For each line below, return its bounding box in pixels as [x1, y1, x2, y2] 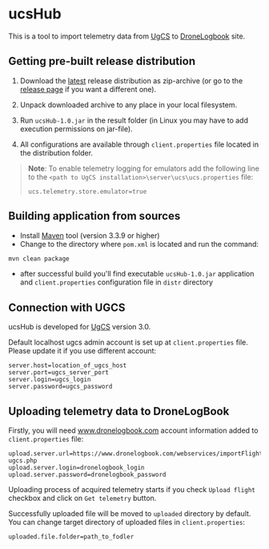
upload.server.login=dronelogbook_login [8, 464, 146, 472]
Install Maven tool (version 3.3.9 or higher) [19, 230, 160, 240]
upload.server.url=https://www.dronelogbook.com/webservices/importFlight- [8, 450, 267, 458]
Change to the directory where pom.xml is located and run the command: [19, 239, 259, 248]
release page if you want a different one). [19, 84, 157, 94]
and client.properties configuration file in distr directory [19, 277, 214, 287]
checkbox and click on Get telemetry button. [8, 494, 157, 503]
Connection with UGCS [8, 301, 126, 314]
